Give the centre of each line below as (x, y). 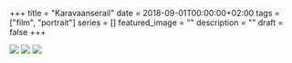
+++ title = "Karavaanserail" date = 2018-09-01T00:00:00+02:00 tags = (145, 13)
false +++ (28, 32)
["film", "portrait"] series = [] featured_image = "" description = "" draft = (146, 22)
